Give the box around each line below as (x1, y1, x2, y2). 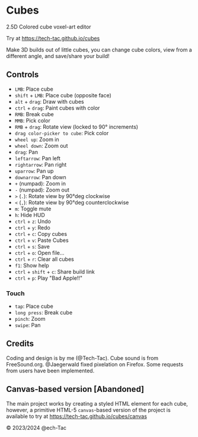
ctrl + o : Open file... (14, 249, 65, 256)
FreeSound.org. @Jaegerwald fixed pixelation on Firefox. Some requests (6, 361, 184, 368)
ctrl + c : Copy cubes (14, 230, 67, 237)
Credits (6, 339, 34, 349)
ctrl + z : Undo (14, 218, 52, 225)
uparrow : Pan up (14, 167, 54, 174)
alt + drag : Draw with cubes (14, 98, 84, 105)
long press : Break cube (14, 309, 73, 316)
